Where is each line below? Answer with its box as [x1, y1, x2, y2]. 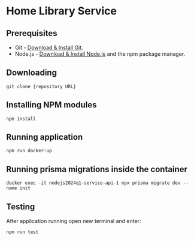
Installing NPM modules [6, 100, 97, 110]
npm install [6, 116, 36, 122]
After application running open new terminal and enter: [6, 218, 141, 225]
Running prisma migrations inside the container [6, 164, 187, 174]
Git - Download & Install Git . [14, 44, 83, 51]
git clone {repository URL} [6, 83, 77, 89]
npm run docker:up [6, 148, 52, 154]
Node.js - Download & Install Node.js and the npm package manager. [14, 50, 186, 58]
